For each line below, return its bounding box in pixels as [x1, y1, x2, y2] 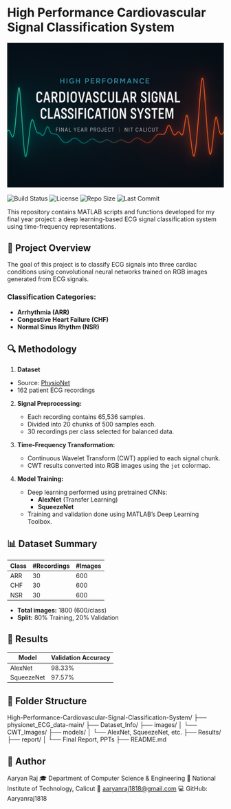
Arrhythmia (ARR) [16, 308, 70, 316]
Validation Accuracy [50, 653, 111, 662]
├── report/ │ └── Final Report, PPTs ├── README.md [7, 735, 167, 744]
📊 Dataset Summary [7, 537, 98, 549]
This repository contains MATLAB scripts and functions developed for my [7, 207, 215, 216]
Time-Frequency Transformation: [16, 440, 115, 449]
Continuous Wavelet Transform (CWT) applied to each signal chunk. [27, 453, 221, 462]
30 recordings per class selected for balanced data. [27, 427, 175, 436]
